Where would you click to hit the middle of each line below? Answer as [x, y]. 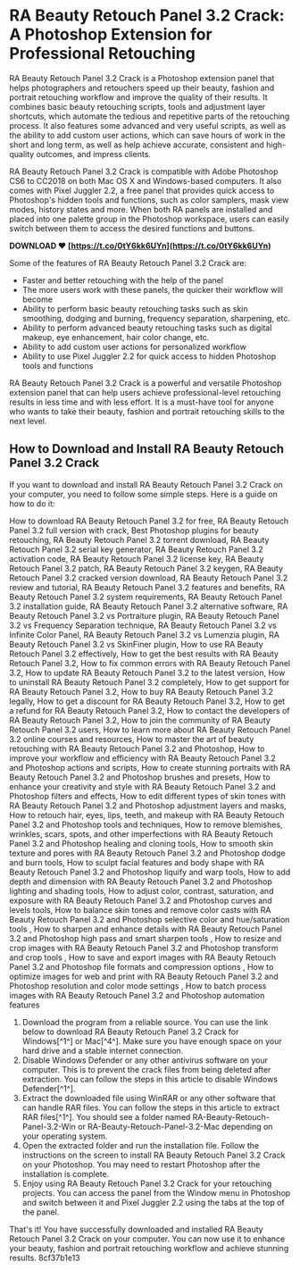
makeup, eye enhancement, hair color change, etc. [116, 337]
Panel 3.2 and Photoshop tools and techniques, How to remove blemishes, [146, 824]
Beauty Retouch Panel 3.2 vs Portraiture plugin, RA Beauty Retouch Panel [144, 615]
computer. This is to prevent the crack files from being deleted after [146, 1069]
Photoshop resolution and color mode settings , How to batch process [138, 986]
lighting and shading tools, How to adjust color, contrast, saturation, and [142, 890]
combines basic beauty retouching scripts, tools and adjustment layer [137, 106]
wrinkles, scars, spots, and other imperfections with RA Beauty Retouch [142, 834]
